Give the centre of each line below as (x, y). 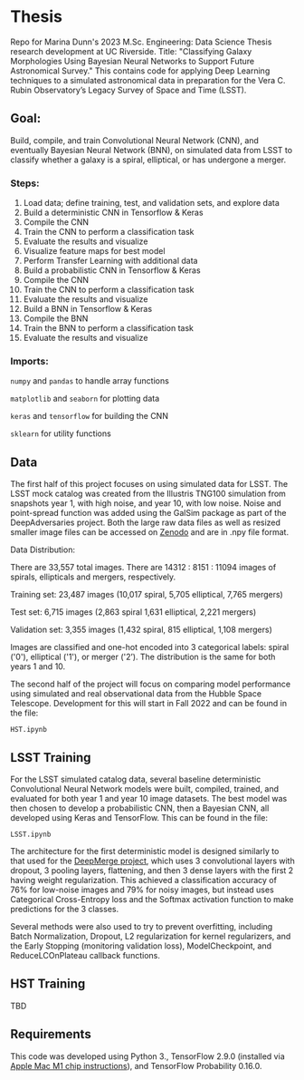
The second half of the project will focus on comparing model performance (151, 684)
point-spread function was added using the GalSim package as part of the (148, 513)
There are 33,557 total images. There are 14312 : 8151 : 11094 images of (143, 568)
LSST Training (51, 758)
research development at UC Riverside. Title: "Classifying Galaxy (131, 51)
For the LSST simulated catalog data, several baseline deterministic (136, 779)
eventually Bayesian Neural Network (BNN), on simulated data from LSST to (152, 150)
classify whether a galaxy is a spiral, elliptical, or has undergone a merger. (148, 160)
